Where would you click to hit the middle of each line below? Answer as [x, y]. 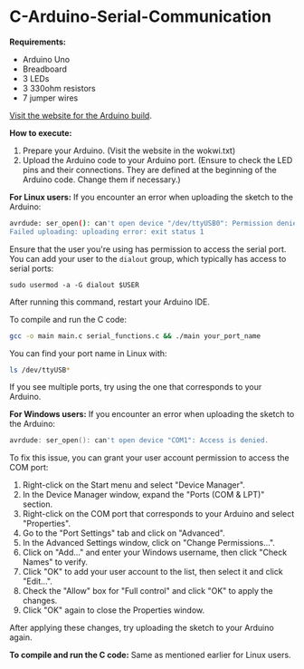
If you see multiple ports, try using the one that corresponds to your [136, 387]
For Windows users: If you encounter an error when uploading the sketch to [152, 414]
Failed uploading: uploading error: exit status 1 [107, 232]
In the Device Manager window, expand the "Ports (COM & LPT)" [143, 495]
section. [38, 504]
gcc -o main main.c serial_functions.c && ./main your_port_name [135, 336]
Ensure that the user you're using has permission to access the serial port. [148, 249]
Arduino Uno [46, 59]
